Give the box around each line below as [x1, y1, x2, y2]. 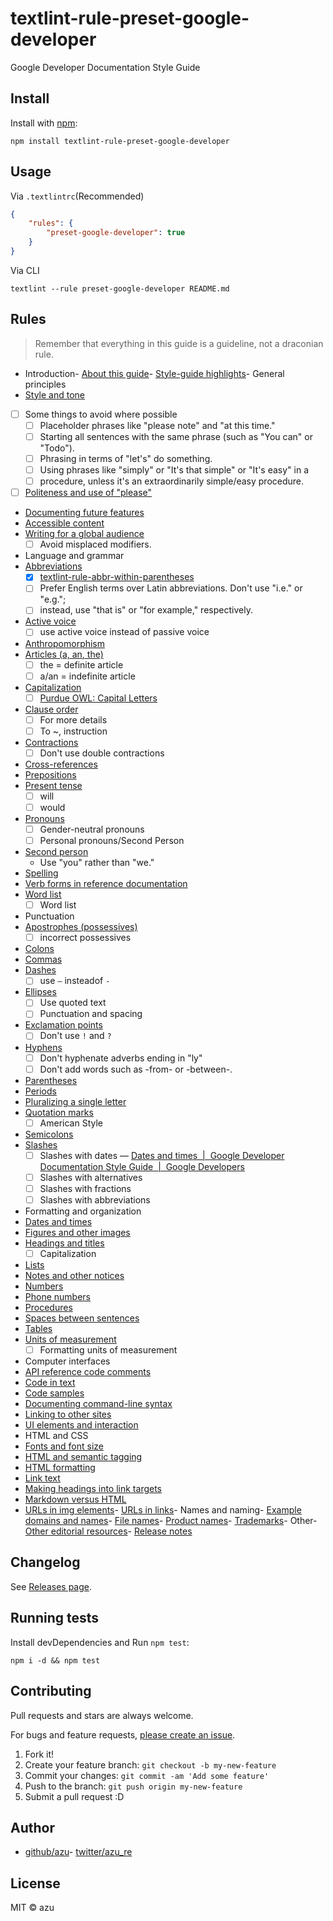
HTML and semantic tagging [24, 1451, 143, 1463]
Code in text [24, 1377, 76, 1389]
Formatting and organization [24, 1205, 142, 1217]
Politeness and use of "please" [24, 487, 153, 499]
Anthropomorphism [24, 637, 106, 649]
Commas [24, 953, 63, 966]
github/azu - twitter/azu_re [24, 1846, 133, 1858]
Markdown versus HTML [24, 1493, 127, 1506]
